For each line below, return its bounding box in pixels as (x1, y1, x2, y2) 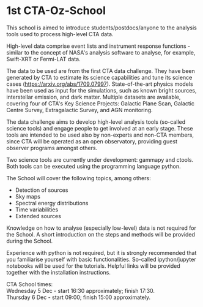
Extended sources (15, 212, 61, 219)
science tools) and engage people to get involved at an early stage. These (6, 124, 193, 132)
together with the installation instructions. (6, 268, 111, 276)
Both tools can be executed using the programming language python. (6, 162, 182, 170)
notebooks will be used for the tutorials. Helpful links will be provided (6, 262, 180, 270)
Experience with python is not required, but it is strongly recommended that (6, 249, 197, 256)
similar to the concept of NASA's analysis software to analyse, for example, (6, 48, 196, 56)
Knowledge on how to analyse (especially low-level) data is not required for (6, 224, 197, 232)
